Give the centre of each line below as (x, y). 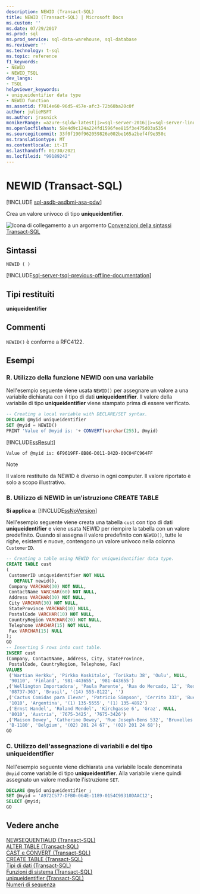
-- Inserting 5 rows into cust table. (54, 648)
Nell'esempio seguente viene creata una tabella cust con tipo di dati (90, 522)
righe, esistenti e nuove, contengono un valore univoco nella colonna (91, 541)
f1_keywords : (22, 62)
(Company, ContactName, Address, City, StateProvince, (76, 659)
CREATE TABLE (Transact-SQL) (45, 859)
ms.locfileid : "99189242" (38, 156)
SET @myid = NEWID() (32, 425)
